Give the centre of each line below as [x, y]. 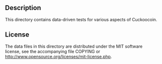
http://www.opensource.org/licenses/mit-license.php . [59, 56]
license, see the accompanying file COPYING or [53, 51]
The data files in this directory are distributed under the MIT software [74, 46]
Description [23, 8]
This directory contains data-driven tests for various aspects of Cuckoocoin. [81, 19]
